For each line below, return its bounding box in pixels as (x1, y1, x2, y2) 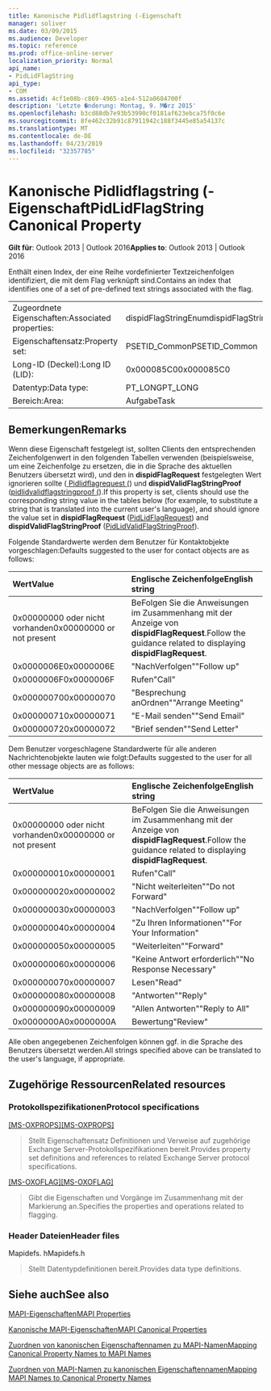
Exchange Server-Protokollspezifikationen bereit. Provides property (27, 1144, 252, 1154)
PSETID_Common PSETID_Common (125, 341, 258, 352)
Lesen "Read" (131, 977, 182, 988)
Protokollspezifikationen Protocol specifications (8, 1102, 200, 1113)
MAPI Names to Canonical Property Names (8, 1372, 152, 1382)
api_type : (8, 79, 42, 87)
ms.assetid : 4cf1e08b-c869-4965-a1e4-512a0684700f (8, 95, 182, 103)
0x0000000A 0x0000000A (12, 1016, 117, 1027)
